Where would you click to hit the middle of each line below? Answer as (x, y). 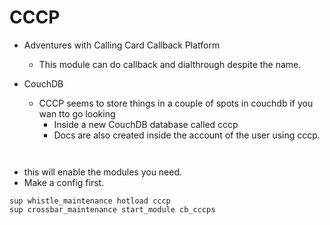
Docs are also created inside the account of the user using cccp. (187, 135)
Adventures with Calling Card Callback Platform (122, 45)
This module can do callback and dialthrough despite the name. (170, 64)
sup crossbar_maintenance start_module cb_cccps (112, 209)
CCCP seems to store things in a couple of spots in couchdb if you (176, 103)
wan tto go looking (77, 113)
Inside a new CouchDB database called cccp (146, 124)
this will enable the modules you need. (103, 172)
